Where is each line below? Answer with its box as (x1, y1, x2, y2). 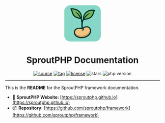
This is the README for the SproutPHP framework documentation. (5, 85, 140, 91)
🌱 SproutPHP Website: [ (12, 94, 62, 100)
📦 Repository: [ (12, 105, 46, 111)
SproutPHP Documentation (26, 54, 139, 65)
